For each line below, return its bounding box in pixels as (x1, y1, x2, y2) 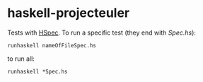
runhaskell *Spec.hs (7, 68, 69, 75)
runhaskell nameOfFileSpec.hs (7, 42, 97, 49)
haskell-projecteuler (7, 5, 129, 21)
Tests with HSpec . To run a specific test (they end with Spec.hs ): (7, 28, 197, 37)
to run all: (7, 54, 35, 63)
